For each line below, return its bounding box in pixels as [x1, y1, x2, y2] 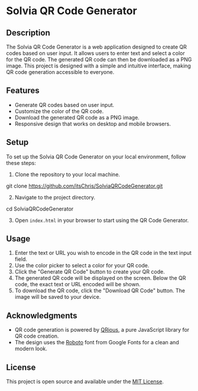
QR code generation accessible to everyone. [6, 69, 115, 75]
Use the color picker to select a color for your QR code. [14, 262, 150, 269]
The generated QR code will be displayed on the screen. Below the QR [14, 274, 186, 282]
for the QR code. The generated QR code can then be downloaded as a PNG [6, 56, 192, 63]
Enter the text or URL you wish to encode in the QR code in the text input [14, 250, 192, 257]
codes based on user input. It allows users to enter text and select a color [6, 50, 185, 57]
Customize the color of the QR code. [14, 108, 104, 115]
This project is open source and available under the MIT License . [6, 378, 164, 385]
